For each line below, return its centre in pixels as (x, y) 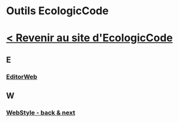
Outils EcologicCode (57, 11)
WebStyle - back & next (41, 113)
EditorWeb (22, 76)
